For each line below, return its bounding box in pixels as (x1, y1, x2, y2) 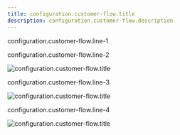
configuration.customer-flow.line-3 (7, 77, 110, 86)
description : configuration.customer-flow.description (7, 17, 174, 24)
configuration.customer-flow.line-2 (7, 50, 110, 59)
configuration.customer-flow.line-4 (7, 105, 110, 114)
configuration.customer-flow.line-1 (7, 36, 109, 45)
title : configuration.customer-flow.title (7, 10, 135, 18)
